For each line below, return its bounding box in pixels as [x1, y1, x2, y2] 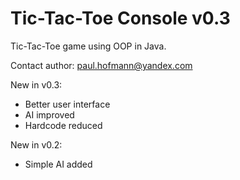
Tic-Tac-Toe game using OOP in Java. [10, 40, 167, 52]
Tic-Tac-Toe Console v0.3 [10, 7, 231, 30]
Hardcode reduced [24, 119, 103, 131]
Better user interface [24, 98, 111, 110]
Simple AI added [24, 158, 93, 170]
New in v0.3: [10, 78, 63, 91]
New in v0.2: [10, 138, 63, 151]
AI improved [24, 108, 75, 121]
